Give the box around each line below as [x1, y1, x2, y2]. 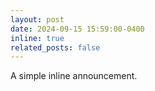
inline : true [10, 33, 65, 43]
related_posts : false [10, 42, 101, 53]
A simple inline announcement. [10, 70, 138, 82]
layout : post [10, 14, 65, 25]
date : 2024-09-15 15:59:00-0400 [10, 24, 145, 34]
